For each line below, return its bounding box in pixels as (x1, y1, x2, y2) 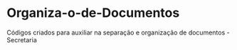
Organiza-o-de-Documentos (6, 5, 180, 21)
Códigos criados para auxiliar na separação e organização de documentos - (6, 28, 230, 37)
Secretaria (6, 35, 37, 44)
